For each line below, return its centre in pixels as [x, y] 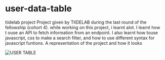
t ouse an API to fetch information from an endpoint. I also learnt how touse [82, 32]
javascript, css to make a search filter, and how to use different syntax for [80, 38]
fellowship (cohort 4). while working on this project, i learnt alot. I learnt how [83, 27]
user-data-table [39, 9]
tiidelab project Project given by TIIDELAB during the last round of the [76, 22]
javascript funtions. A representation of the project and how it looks [74, 43]
